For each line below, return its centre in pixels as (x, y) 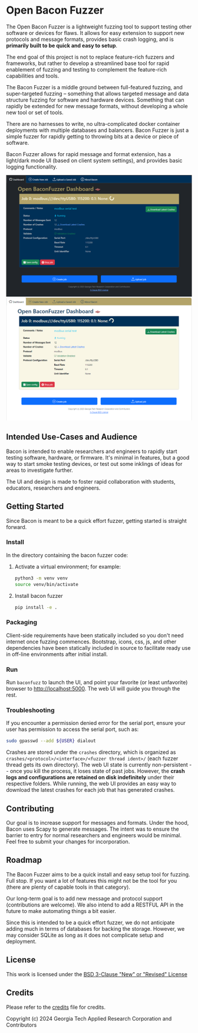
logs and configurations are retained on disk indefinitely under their (90, 778)
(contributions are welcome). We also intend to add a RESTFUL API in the (95, 905)
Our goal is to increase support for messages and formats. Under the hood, (98, 823)
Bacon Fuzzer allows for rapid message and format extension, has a (88, 154)
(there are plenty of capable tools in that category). (68, 887)
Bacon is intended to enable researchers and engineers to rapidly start (92, 451)
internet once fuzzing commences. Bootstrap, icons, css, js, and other (91, 642)
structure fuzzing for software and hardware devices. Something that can (95, 100)
